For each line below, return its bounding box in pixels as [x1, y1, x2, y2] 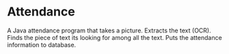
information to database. [7, 40, 77, 49]
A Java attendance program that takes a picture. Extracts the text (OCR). [7, 26, 211, 34]
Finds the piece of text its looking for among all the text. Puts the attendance [7, 33, 222, 41]
